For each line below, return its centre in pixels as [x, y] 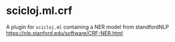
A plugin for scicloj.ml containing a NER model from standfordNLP [87, 27]
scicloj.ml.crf [39, 11]
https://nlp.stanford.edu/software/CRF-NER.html [65, 33]
